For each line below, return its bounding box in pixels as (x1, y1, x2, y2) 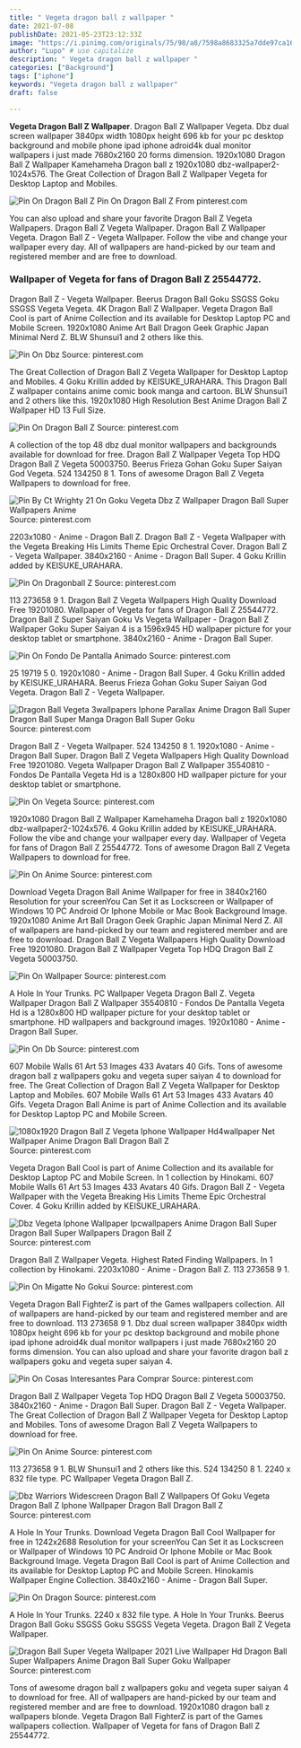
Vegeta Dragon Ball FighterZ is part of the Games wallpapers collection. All (9, 1298, 285, 1309)
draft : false (9, 88, 58, 97)
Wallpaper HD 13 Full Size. (9, 405, 106, 415)
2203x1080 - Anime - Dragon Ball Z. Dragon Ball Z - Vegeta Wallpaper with (9, 531, 287, 542)
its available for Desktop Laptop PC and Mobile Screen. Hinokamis (9, 1565, 254, 1576)
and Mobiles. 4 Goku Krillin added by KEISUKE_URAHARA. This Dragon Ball (9, 376, 288, 387)
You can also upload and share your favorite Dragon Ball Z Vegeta (9, 213, 253, 223)
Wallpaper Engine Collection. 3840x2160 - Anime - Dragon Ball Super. (9, 1574, 268, 1585)
